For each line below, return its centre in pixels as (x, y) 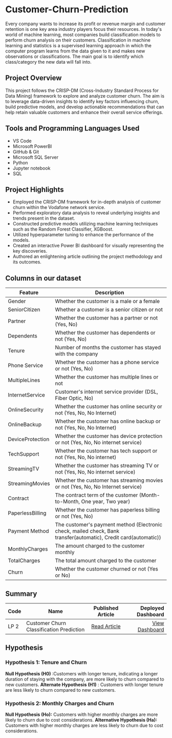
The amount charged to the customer (100, 546)
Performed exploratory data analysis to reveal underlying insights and (86, 213)
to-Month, (68, 502)
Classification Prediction (56, 629)
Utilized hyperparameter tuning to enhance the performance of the (83, 235)
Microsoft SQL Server (36, 157)
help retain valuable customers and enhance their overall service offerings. (84, 112)
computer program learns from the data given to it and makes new (75, 51)
